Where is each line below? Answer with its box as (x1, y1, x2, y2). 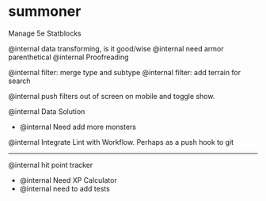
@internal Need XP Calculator (19, 175, 117, 184)
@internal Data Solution (8, 106, 85, 116)
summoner (8, 2, 82, 21)
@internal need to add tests (19, 184, 111, 193)
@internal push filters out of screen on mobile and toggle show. (8, 91, 215, 100)
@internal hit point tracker (8, 160, 93, 169)
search (8, 76, 31, 85)
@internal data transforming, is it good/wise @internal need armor (8, 44, 224, 53)
